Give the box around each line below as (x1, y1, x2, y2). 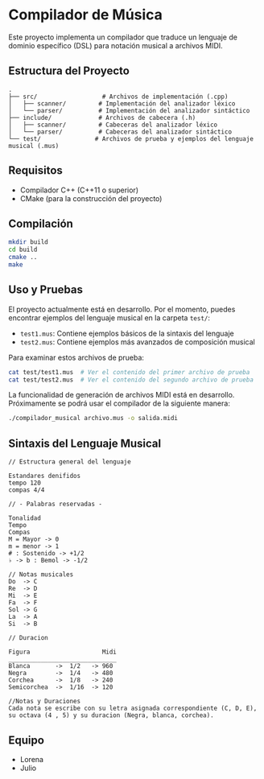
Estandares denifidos (8, 472, 81, 480)
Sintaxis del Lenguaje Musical (8, 436, 162, 450)
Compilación (8, 216, 74, 230)
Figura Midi (8, 648, 117, 657)
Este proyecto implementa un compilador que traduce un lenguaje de (8, 32, 237, 42)
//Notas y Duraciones (8, 698, 81, 706)
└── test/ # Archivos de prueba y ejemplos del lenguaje (8, 134, 254, 142)
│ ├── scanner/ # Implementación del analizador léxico (8, 99, 236, 108)
